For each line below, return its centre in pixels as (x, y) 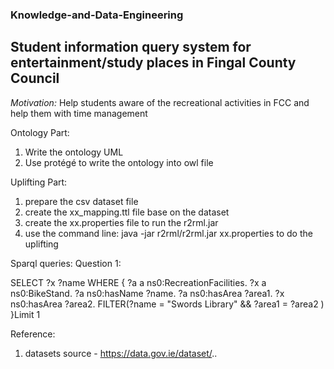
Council (35, 78)
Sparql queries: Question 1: (66, 263)
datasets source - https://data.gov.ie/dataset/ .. (121, 353)
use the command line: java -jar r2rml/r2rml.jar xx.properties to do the (168, 233)
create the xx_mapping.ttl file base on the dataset (127, 212)
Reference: (33, 334)
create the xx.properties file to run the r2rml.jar (121, 222)
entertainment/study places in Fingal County (153, 63)
